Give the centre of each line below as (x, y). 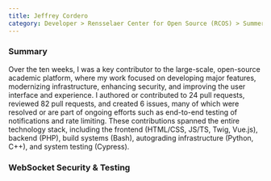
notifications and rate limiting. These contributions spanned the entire (124, 120)
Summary (28, 52)
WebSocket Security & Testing (69, 167)
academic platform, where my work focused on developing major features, (132, 78)
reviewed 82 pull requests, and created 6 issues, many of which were (124, 103)
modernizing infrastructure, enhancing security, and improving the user (127, 86)
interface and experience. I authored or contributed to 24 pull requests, (127, 95)
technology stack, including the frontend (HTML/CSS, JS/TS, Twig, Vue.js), (133, 129)
